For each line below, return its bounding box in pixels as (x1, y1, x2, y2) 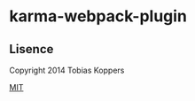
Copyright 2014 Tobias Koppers (9, 65, 125, 75)
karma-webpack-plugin (9, 6, 188, 27)
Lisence (9, 42, 54, 57)
